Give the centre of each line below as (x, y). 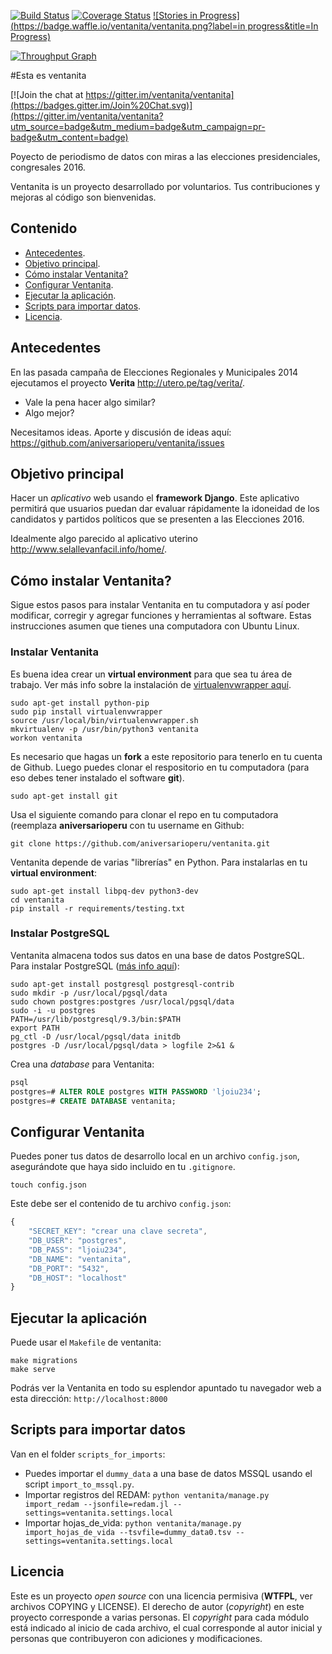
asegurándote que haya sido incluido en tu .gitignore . (123, 1167)
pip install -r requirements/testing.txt (98, 908)
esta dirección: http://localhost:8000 (89, 1399)
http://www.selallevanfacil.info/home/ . (89, 549)
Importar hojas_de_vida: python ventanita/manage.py (133, 1522)
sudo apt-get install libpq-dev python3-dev (104, 891)
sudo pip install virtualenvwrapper (86, 711)
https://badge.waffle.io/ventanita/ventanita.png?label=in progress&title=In (166, 26)
